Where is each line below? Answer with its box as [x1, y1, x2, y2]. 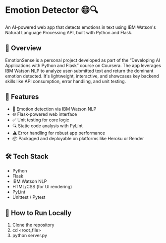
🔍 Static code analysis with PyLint [12, 123, 83, 129]
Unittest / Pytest [12, 194, 46, 200]
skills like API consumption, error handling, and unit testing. [5, 78, 126, 84]
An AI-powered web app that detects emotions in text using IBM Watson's [5, 24, 156, 30]
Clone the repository [12, 222, 55, 228]
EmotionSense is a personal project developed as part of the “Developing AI [5, 57, 160, 63]
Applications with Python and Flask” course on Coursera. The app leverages [5, 62, 161, 68]
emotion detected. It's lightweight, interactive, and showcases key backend [5, 73, 160, 79]
